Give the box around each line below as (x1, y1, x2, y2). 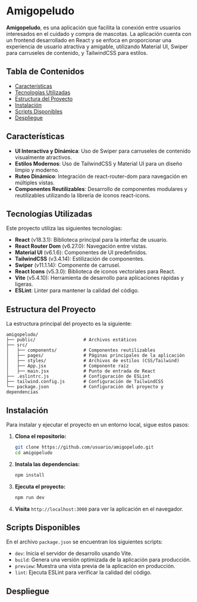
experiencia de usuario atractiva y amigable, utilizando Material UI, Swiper (6, 43, 189, 50)
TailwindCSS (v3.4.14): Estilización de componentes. (14, 255, 145, 263)
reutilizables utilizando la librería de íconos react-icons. (14, 192, 151, 199)
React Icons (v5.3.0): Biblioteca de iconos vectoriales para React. (14, 268, 176, 275)
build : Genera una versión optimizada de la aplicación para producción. (14, 556, 192, 563)
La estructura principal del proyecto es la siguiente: (6, 320, 132, 328)
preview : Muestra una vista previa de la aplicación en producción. (14, 563, 176, 570)
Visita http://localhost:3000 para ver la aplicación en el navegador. (14, 505, 183, 513)
